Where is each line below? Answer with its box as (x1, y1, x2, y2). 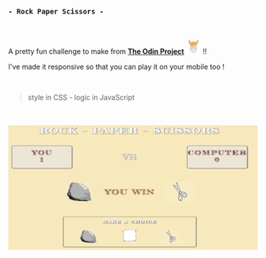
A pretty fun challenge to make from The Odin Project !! (8, 47, 207, 56)
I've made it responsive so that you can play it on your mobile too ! (8, 62, 225, 72)
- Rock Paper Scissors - (8, 6, 104, 16)
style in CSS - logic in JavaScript (27, 93, 135, 102)
